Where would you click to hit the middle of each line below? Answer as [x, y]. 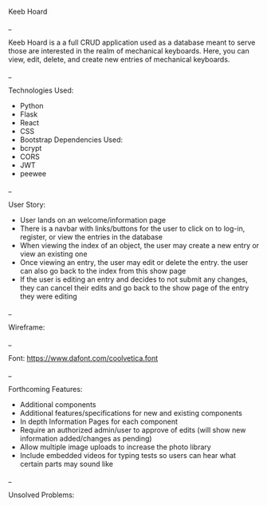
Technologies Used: [41, 90]
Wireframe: [27, 327]
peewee [33, 174]
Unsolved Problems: [41, 495]
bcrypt [31, 148]
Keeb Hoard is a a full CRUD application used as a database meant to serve [132, 42]
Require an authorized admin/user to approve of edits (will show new [133, 430]
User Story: [27, 204]
